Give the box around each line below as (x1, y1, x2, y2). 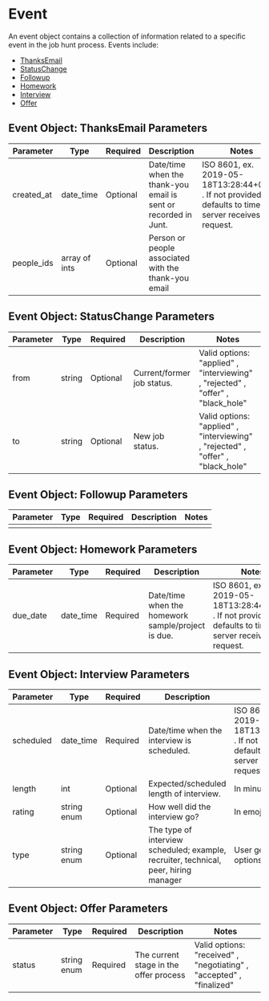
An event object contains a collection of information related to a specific (8, 31, 246, 41)
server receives (202, 209, 261, 220)
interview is (147, 735, 192, 746)
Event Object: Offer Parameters (8, 901, 168, 916)
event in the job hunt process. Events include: (8, 39, 159, 49)
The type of (147, 824, 192, 836)
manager (147, 875, 183, 885)
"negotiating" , (194, 959, 249, 970)
